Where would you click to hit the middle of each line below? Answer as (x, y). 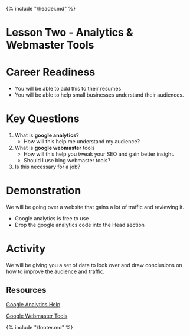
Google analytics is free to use (52, 218)
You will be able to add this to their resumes (68, 89)
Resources (26, 290)
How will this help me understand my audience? (82, 142)
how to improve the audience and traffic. (55, 271)
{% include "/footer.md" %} (40, 327)
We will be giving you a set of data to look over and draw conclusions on (94, 265)
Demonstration (44, 191)
